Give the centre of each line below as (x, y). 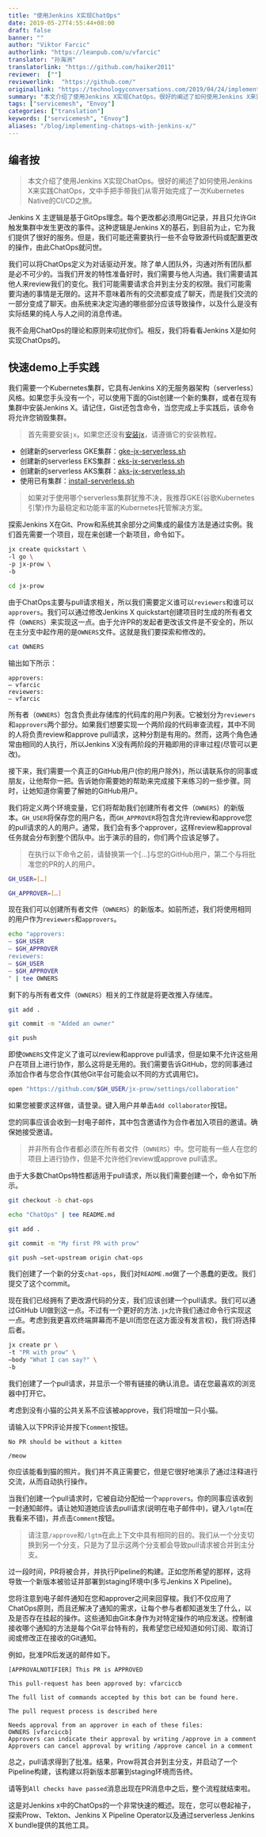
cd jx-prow (26, 586)
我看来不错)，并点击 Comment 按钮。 (64, 1518)
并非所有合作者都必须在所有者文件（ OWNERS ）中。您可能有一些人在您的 (142, 1149)
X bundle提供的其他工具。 (51, 1825)
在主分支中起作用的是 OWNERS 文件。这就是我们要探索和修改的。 (109, 631)
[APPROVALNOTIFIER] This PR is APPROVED (76, 1669)
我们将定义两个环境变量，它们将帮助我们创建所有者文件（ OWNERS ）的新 (123, 807)
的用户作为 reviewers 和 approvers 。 (65, 919)
